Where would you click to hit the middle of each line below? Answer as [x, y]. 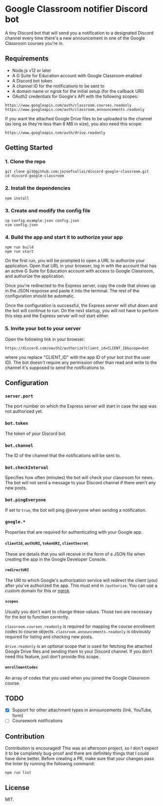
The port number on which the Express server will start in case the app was [81, 406]
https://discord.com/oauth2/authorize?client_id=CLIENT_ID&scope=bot [77, 348]
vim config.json [21, 225]
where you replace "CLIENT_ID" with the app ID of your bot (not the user [78, 357]
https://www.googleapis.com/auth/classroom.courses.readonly [68, 105]
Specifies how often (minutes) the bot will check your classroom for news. [80, 477]
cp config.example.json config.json [42, 221]
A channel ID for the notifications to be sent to [58, 86]
